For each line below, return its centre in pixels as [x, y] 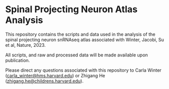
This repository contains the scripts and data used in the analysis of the [80, 34]
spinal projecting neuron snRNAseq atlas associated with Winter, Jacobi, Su [85, 40]
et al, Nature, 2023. [25, 45]
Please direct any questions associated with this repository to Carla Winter [83, 70]
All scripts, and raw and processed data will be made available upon [77, 55]
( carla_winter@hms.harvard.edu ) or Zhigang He [55, 75]
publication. [18, 60]
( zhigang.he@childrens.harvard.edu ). [45, 81]
